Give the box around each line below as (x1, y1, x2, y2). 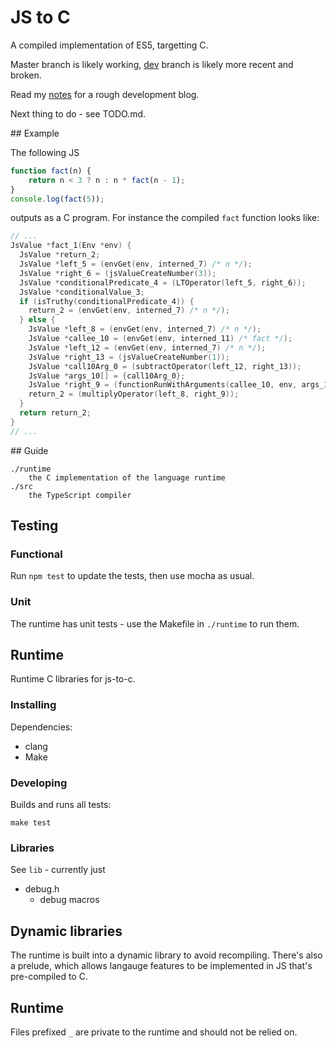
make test (10, 818, 52, 828)
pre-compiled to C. (10, 971, 88, 983)
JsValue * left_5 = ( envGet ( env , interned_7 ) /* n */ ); (19, 259, 253, 270)
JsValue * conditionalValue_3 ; (19, 287, 145, 297)
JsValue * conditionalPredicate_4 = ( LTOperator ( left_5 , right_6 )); (19, 277, 307, 288)
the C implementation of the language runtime (28, 472, 226, 483)
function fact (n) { (10, 166, 92, 176)
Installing (10, 698, 57, 712)
